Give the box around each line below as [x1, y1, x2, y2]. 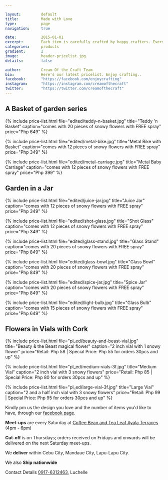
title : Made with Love [5, 16, 72, 22]
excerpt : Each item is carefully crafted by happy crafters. [5, 40, 151, 45]
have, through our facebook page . [5, 410, 76, 416]
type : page [5, 21, 50, 26]
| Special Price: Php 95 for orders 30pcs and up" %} [5, 395, 113, 401]
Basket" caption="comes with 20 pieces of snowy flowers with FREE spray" [5, 123, 161, 129]
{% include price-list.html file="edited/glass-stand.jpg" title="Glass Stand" [5, 238, 159, 244]
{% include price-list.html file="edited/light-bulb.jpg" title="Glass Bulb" [5, 300, 151, 306]
